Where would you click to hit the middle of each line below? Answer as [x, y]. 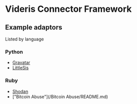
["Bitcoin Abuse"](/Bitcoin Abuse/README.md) [60, 97]
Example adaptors [34, 27]
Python [14, 52]
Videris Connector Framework [68, 9]
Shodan [20, 91]
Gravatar [21, 63]
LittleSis [20, 68]
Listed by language [24, 39]
